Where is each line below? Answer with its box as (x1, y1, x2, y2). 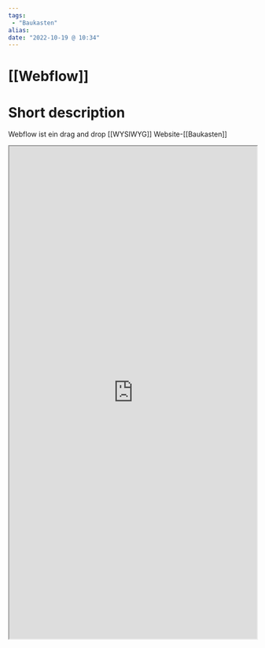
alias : (8, 26, 30, 34)
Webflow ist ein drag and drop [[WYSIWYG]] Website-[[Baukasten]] (8, 129, 228, 139)
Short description (8, 103, 126, 121)
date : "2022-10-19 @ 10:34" (8, 33, 101, 42)
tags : (8, 11, 26, 20)
